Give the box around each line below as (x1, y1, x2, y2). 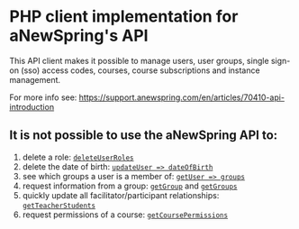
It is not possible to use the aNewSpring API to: (9, 128, 278, 143)
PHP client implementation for (9, 6, 239, 27)
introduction (9, 101, 55, 112)
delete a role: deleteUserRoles (22, 151, 134, 162)
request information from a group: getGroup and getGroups (22, 180, 238, 191)
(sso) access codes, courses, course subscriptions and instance (21, 65, 260, 76)
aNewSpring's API (9, 25, 149, 46)
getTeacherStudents (22, 201, 96, 210)
